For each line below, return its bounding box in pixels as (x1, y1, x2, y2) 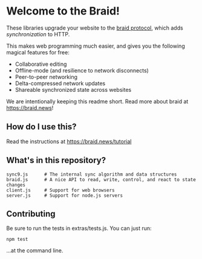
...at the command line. (6, 247, 64, 254)
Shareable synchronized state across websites (15, 86, 132, 93)
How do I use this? (6, 122, 77, 132)
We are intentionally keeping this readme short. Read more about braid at (6, 98, 189, 105)
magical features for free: (6, 48, 70, 56)
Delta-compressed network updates (15, 80, 106, 87)
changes (6, 182, 26, 188)
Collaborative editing (15, 60, 67, 68)
